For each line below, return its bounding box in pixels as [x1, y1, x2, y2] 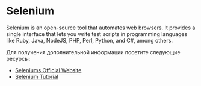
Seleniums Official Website [14, 66, 82, 73]
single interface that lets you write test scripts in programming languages [6, 30, 188, 37]
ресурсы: [6, 55, 31, 62]
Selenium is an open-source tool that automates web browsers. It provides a [6, 24, 196, 31]
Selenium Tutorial [14, 73, 58, 80]
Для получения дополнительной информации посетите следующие [6, 48, 181, 55]
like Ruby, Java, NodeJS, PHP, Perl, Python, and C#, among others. [6, 37, 173, 44]
